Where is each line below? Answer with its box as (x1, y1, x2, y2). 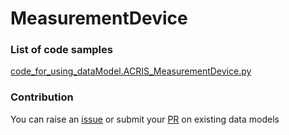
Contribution (10, 90, 74, 104)
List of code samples (10, 43, 113, 57)
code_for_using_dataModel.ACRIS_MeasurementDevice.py (10, 65, 252, 77)
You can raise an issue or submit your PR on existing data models (10, 113, 280, 125)
